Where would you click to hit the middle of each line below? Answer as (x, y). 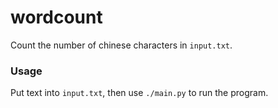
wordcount (56, 17)
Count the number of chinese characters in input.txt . (121, 45)
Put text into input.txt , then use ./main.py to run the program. (139, 93)
